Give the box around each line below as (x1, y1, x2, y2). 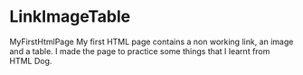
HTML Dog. (9, 55, 52, 66)
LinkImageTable (9, 6, 131, 27)
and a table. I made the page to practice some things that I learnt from (9, 45, 270, 56)
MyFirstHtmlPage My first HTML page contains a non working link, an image (9, 36, 294, 47)
